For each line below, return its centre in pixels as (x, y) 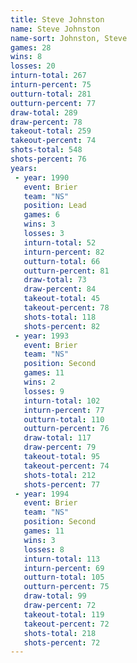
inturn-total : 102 (62, 401)
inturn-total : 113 (62, 559)
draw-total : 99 (55, 596)
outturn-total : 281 (51, 94)
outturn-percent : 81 (66, 271)
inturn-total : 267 (48, 76)
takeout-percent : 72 (66, 624)
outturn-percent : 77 (53, 103)
